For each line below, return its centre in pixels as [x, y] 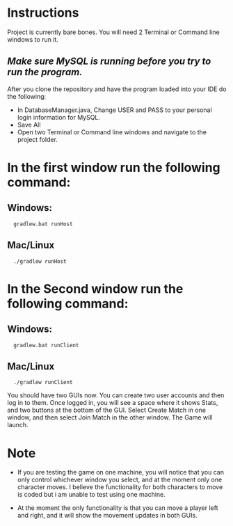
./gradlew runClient [43, 383]
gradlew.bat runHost [43, 224]
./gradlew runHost [40, 261]
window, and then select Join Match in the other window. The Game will [110, 417]
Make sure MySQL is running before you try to [109, 62]
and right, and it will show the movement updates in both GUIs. [107, 516]
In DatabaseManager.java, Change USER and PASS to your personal [114, 110]
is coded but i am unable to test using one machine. [91, 495]
